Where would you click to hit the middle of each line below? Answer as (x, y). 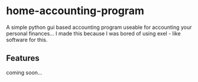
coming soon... (24, 73)
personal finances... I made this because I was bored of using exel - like (94, 33)
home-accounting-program (75, 11)
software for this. (27, 40)
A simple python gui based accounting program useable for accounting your (99, 27)
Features (23, 58)
